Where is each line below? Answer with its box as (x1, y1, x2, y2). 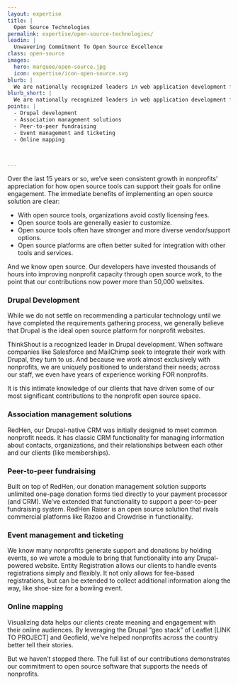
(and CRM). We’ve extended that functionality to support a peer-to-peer (7, 497, 217, 506)
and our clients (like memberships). (7, 448, 110, 457)
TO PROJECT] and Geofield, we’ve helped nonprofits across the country (7, 633, 218, 642)
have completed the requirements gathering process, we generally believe (7, 319, 225, 328)
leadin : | (7, 37, 37, 44)
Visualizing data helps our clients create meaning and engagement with (7, 617, 216, 626)
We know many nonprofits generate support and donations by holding (7, 546, 212, 555)
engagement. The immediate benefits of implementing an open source (7, 190, 213, 198)
